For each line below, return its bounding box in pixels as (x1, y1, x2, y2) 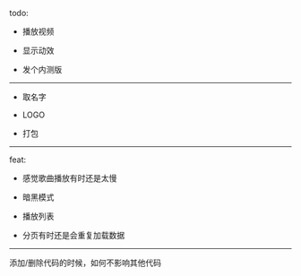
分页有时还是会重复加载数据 (21, 230, 125, 240)
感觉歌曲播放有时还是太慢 (21, 173, 117, 183)
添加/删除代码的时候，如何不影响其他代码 (9, 257, 162, 268)
